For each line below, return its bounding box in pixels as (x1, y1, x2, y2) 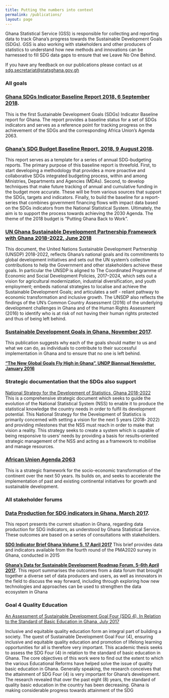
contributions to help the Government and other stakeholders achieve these (5, 262, 163, 268)
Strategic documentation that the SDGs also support (5, 378, 136, 385)
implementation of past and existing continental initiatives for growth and (5, 478, 157, 485)
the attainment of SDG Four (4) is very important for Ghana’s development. (5, 671, 160, 677)
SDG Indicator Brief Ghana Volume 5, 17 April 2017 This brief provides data (5, 542, 163, 548)
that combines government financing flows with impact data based (19, 199, 158, 205)
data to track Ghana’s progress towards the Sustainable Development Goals (5, 36, 162, 42)
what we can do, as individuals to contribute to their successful (5, 345, 137, 351)
